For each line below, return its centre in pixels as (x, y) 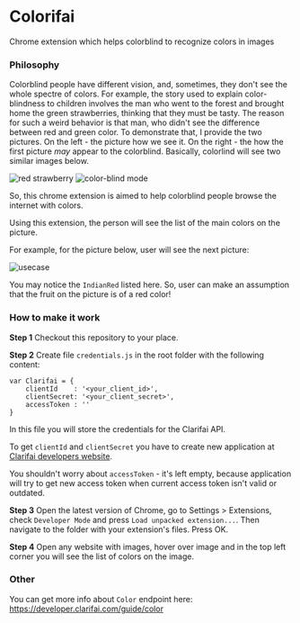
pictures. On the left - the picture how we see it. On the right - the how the (147, 142)
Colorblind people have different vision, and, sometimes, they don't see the (148, 85)
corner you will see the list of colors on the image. (102, 556)
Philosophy (35, 65)
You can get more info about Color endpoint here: (101, 599)
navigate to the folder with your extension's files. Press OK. (119, 529)
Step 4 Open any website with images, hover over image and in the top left (147, 546)
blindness (27, 104)
